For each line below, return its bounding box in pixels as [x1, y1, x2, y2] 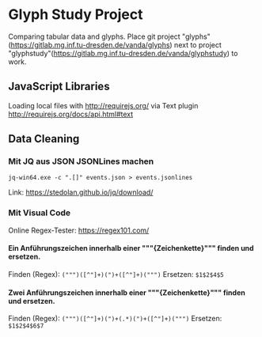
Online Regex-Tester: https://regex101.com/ [8, 225, 150, 235]
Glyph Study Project [8, 6, 143, 24]
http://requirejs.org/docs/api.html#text [8, 109, 134, 119]
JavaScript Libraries [8, 80, 110, 93]
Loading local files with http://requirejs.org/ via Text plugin [8, 100, 199, 110]
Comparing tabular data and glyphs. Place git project [8, 32, 180, 41]
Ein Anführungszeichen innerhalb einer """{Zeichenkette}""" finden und [8, 244, 255, 253]
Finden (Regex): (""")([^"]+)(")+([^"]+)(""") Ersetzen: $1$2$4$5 [8, 269, 224, 278]
